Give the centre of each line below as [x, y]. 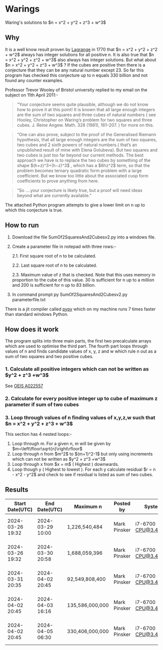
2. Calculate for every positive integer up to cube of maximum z [81, 398]
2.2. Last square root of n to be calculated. [55, 265]
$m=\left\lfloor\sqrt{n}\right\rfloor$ [47, 448]
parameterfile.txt [29, 299]
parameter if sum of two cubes [42, 404]
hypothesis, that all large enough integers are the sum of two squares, [87, 139]
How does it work [32, 329]
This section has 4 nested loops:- [39, 434]
